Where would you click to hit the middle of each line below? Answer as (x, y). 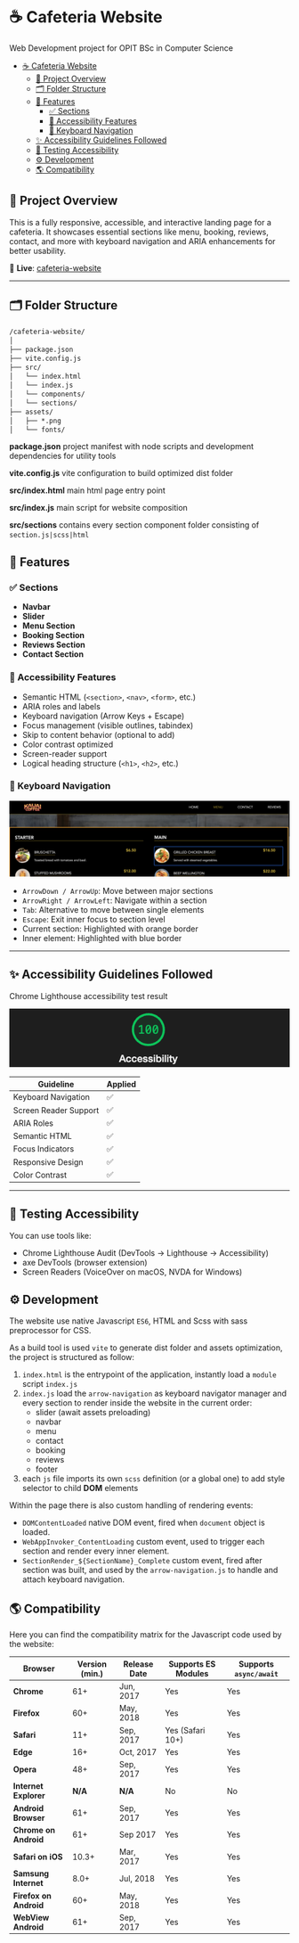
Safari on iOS (38, 1857)
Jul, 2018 (137, 1878)
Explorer (29, 1796)
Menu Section (48, 626)
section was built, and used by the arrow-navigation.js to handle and (150, 1570)
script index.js (50, 1384)
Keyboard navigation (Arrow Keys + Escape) (103, 716)
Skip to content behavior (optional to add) (98, 734)
